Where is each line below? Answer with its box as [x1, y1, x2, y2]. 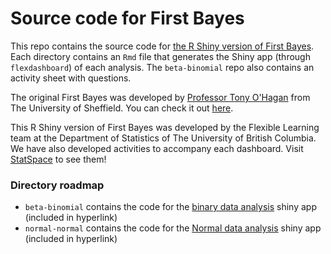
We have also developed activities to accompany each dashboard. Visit [10, 142, 304, 154]
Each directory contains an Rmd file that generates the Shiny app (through [10, 50, 311, 62]
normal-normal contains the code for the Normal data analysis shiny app [24, 222, 322, 234]
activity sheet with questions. [10, 72, 132, 84]
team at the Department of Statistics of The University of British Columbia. [10, 132, 317, 144]
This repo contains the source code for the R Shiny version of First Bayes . [10, 40, 315, 52]
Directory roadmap [10, 178, 105, 192]
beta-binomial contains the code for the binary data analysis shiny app [24, 201, 317, 213]
